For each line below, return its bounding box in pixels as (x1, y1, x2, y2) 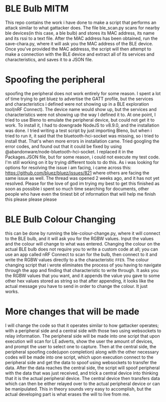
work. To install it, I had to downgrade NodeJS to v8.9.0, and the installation (5, 122, 160, 128)
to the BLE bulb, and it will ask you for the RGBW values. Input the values (5, 235, 154, 242)
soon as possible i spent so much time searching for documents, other (5, 185, 149, 192)
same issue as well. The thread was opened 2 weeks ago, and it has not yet (5, 175, 160, 181)
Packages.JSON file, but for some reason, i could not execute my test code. (5, 154, 160, 160)
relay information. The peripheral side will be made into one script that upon (5, 333, 160, 339)
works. (5, 288, 19, 294)
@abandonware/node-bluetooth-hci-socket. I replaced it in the (5, 148, 134, 154)
